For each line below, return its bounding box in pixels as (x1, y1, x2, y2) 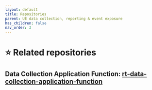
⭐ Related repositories (5, 47, 96, 58)
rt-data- (122, 70, 147, 78)
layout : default (5, 7, 38, 12)
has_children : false (5, 20, 47, 26)
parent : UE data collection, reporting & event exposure (5, 16, 123, 21)
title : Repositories (5, 12, 47, 17)
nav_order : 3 (5, 25, 32, 30)
